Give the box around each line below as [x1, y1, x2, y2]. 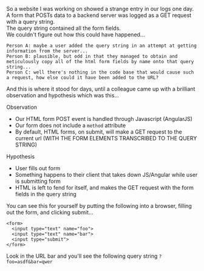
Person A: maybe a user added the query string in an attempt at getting [6, 43, 197, 49]
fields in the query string [15, 191, 77, 197]
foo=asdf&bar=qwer [6, 259, 53, 265]
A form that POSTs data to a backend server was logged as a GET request [6, 12, 192, 19]
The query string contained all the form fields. [6, 24, 121, 32]
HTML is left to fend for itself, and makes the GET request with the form [15, 184, 194, 191]
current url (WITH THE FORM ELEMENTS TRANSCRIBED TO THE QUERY [15, 135, 197, 142]
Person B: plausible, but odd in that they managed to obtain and [6, 53, 178, 60]
